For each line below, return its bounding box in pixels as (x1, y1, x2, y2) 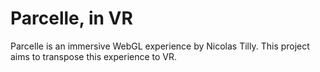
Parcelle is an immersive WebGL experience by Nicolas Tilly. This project (10, 40, 310, 52)
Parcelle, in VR (10, 7, 133, 30)
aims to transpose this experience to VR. (10, 50, 178, 62)
